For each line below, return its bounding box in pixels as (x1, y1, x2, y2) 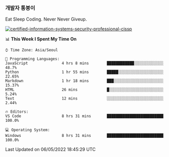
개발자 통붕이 (5, 4, 35, 11)
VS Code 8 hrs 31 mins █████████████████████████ (5, 114, 164, 119)
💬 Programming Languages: (5, 56, 60, 61)
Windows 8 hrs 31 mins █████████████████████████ (5, 133, 164, 138)
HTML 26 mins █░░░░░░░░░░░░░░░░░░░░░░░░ (5, 87, 164, 93)
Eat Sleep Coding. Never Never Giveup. (5, 16, 87, 22)
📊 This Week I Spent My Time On (5, 36, 77, 42)
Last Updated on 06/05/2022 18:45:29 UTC (5, 146, 96, 152)
